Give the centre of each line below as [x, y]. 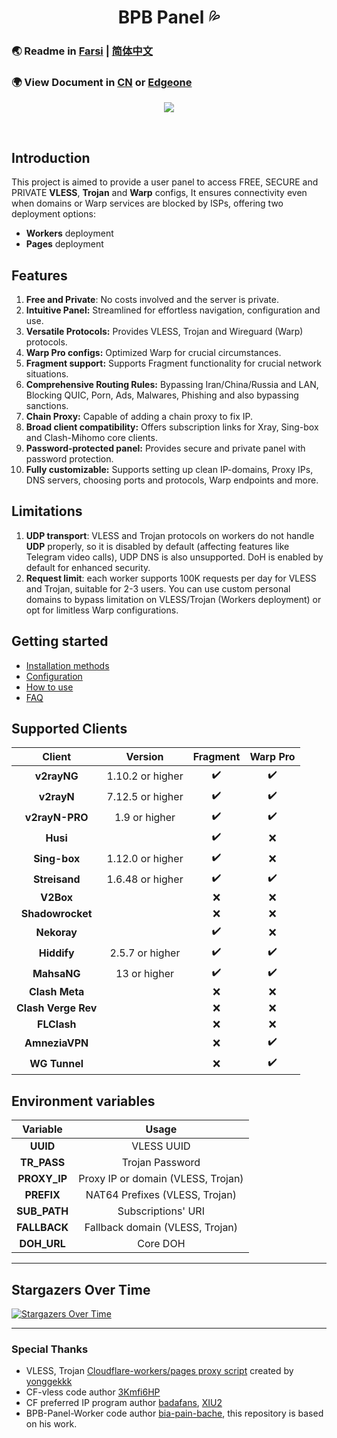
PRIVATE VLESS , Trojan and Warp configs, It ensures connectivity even [159, 193]
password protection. [69, 459]
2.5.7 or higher [145, 953]
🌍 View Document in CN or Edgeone [102, 83]
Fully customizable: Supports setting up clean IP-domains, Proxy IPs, [169, 470]
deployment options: [53, 214]
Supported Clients [69, 729]
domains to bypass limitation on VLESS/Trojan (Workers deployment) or [173, 599]
